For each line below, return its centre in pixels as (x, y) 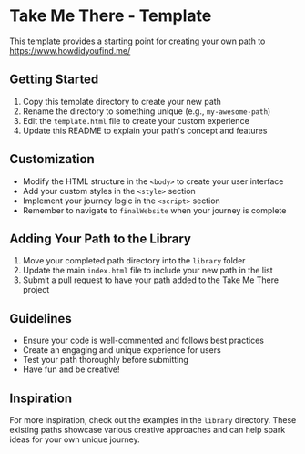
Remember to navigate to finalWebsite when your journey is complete (154, 210)
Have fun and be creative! (71, 369)
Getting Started (54, 80)
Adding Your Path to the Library (100, 238)
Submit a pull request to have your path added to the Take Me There (151, 280)
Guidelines (41, 319)
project (36, 290)
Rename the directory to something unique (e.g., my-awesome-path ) (147, 111)
